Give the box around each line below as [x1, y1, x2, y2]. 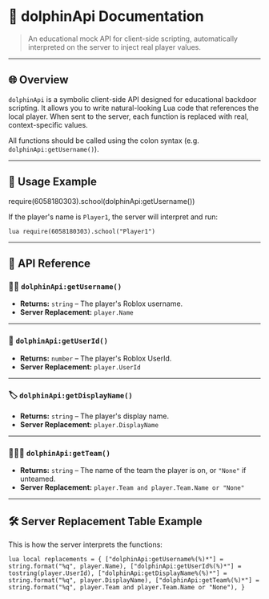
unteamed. [19, 474, 56, 484]
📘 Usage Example [8, 175, 98, 189]
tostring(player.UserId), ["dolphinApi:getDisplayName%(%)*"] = [8, 569, 227, 577]
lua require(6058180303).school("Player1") [8, 227, 156, 235]
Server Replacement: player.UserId [19, 361, 142, 372]
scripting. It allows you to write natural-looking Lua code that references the [8, 103, 259, 112]
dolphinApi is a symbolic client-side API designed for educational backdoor [8, 94, 257, 104]
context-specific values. [8, 120, 88, 129]
